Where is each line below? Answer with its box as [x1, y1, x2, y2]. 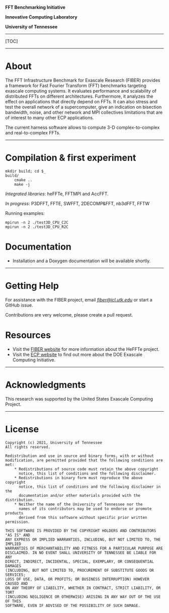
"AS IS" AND [5, 532, 30, 538]
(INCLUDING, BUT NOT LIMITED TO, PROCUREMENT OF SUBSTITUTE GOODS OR [5, 568, 154, 573]
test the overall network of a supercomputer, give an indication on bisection [5, 104, 162, 110]
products [5, 510, 24, 515]
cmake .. [14, 177, 33, 183]
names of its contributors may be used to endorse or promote [18, 506, 152, 511]
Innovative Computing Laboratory [5, 14, 77, 20]
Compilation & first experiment [5, 152, 136, 164]
